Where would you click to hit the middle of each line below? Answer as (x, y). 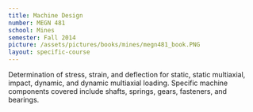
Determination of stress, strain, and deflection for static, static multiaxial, (127, 75)
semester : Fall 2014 (42, 37)
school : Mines (32, 30)
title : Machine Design (46, 15)
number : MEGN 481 (37, 23)
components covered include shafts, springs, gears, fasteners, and (118, 91)
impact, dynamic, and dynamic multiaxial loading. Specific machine (118, 83)
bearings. (24, 100)
